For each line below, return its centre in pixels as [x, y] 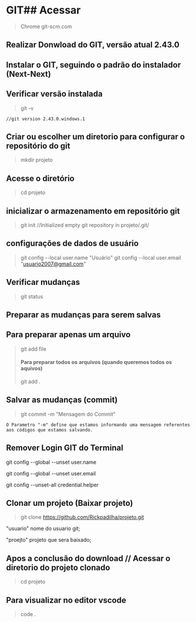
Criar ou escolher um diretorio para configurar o [95, 136]
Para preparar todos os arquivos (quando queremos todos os [96, 362]
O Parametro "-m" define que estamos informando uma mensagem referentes [98, 425]
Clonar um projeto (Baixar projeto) [70, 503]
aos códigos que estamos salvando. [50, 430]
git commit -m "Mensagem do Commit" [68, 414]
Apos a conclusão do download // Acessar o [88, 558]
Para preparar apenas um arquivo [68, 335]
